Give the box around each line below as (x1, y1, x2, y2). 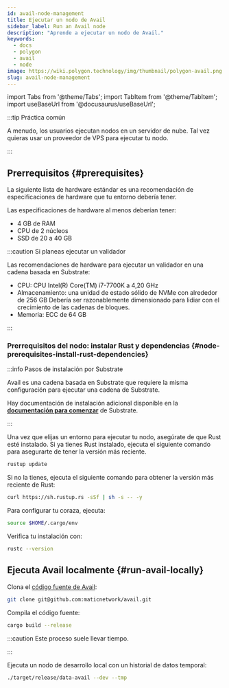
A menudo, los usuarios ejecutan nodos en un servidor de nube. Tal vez (7, 126, 210, 135)
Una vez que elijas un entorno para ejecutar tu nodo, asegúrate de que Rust (7, 433, 221, 441)
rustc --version (7, 546, 53, 553)
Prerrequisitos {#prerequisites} (7, 167, 144, 179)
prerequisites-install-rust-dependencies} (7, 350, 149, 359)
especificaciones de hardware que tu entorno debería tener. (7, 193, 177, 201)
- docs (13, 42, 32, 49)
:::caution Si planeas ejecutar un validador (7, 247, 126, 256)
